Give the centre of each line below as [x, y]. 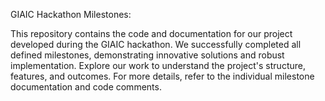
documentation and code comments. [86, 87]
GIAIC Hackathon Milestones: [71, 14]
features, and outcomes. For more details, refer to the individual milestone [162, 76]
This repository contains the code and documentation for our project [151, 33]
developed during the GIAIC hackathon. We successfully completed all [156, 44]
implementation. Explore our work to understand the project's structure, [158, 65]
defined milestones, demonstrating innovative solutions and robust [147, 55]
